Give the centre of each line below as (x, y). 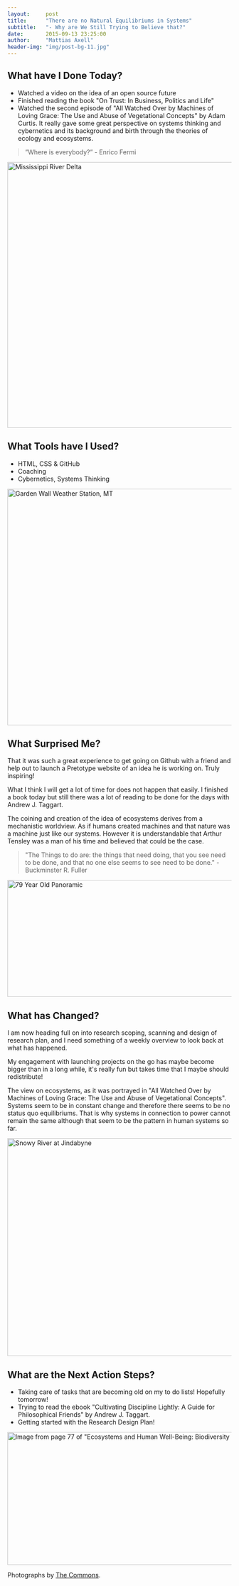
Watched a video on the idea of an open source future (97, 92)
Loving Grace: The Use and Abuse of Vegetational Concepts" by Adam (121, 115)
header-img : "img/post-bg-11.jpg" (59, 47)
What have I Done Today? (65, 76)
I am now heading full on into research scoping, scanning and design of (112, 1033)
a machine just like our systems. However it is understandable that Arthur (115, 834)
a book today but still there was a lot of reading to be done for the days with (118, 797)
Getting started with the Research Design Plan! (86, 1422)
